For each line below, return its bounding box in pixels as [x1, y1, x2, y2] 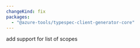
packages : [6, 14, 30, 20]
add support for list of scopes [6, 36, 78, 43]
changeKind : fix [6, 8, 46, 15]
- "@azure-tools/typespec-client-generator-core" [11, 19, 135, 25]
